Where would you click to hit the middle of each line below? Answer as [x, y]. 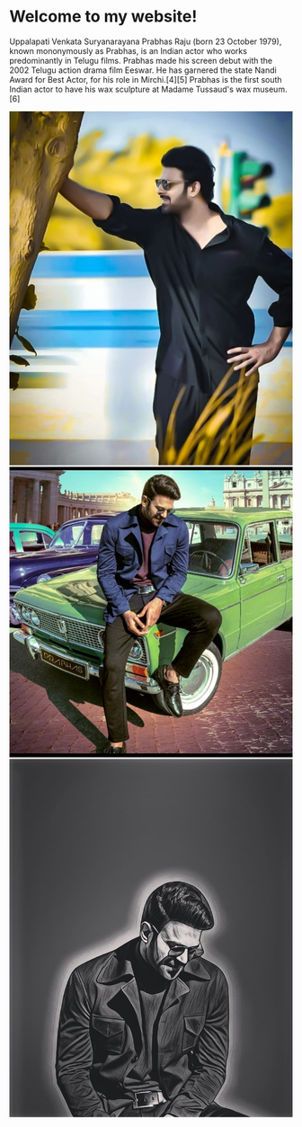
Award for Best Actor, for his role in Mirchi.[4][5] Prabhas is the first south [146, 79]
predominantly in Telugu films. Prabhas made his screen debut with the [141, 60]
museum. [270, 89]
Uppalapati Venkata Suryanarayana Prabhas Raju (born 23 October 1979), [146, 41]
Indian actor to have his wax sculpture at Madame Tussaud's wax [130, 89]
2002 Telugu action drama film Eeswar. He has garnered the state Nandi [143, 70]
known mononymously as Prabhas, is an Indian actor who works [128, 50]
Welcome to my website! [103, 17]
